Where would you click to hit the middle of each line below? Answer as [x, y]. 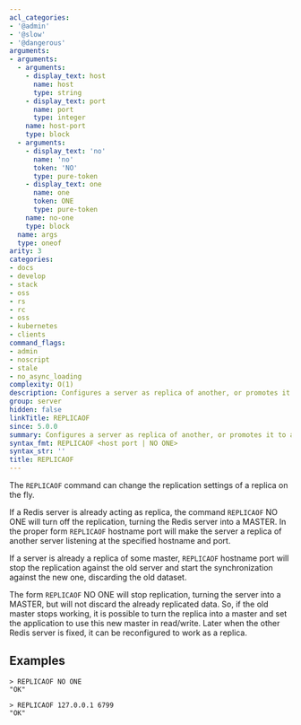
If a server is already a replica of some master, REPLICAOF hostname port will [149, 558]
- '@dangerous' [38, 43]
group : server [36, 402]
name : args [38, 234]
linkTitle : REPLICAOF [50, 418]
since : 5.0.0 [34, 426]
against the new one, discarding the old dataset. [98, 577]
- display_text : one [64, 185]
